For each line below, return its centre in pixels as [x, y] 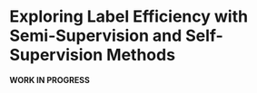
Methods [140, 55]
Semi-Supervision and [96, 36]
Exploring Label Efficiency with [128, 17]
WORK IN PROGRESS [50, 79]
